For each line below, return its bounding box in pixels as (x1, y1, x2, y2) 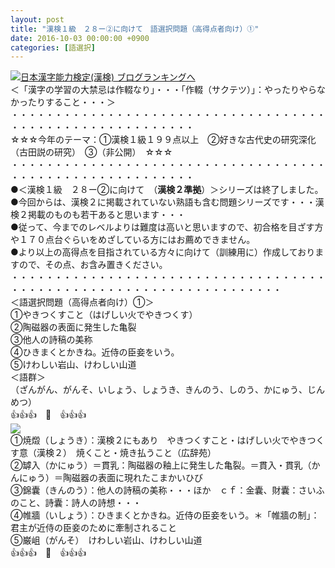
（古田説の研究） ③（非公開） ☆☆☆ (10, 146, 173, 158)
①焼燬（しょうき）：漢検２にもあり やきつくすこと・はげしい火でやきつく (10, 434, 325, 446)
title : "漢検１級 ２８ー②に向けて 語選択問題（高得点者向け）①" (10, 24, 260, 34)
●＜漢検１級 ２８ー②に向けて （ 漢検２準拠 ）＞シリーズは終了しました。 (10, 184, 324, 196)
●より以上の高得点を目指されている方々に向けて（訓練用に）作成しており (10, 246, 316, 258)
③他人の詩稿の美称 (10, 334, 93, 346)
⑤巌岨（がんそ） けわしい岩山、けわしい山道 (10, 534, 203, 546)
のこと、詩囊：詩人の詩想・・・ (10, 497, 142, 509)
